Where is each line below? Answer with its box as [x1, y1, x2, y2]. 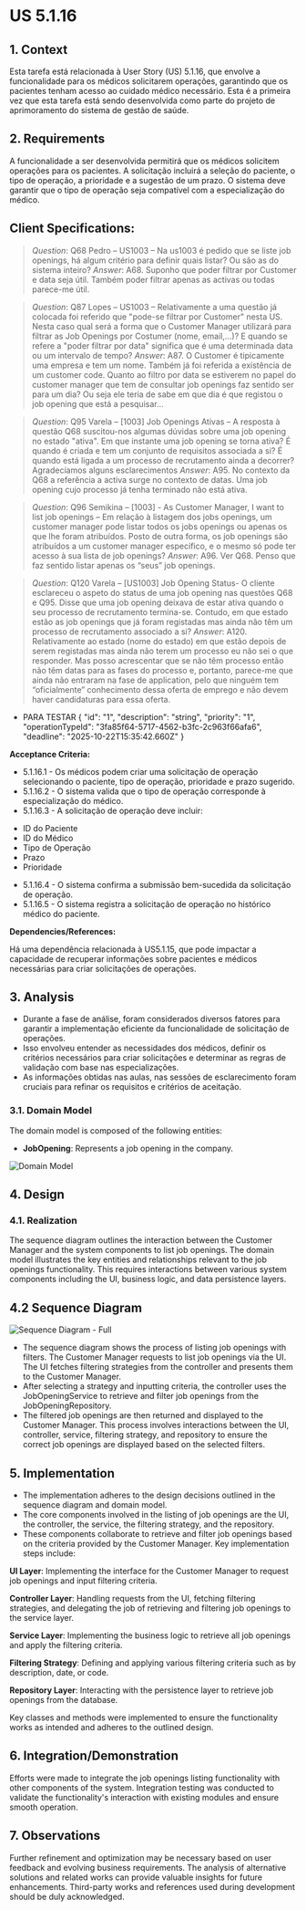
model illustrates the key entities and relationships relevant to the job [9, 1254, 267, 1265]
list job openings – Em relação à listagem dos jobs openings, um [31, 511, 273, 522]
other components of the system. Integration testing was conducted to [9, 1781, 275, 1793]
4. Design [9, 1187, 66, 1203]
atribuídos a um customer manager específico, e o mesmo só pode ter [31, 540, 296, 551]
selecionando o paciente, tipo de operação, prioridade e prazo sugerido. [22, 776, 296, 787]
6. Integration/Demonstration [9, 1749, 179, 1764]
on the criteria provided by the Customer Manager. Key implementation [22, 1539, 290, 1550]
